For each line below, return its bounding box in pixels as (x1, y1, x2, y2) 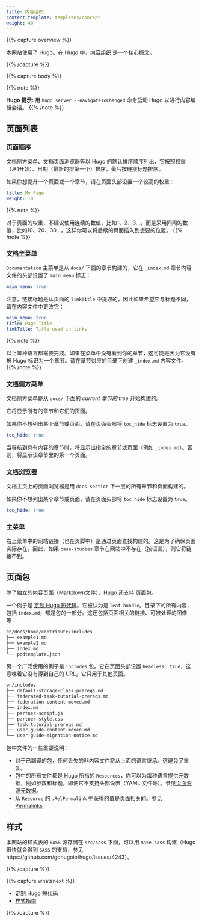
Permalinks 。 (14, 802, 48, 810)
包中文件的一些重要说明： (6, 744, 70, 752)
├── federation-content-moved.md (6, 699, 90, 705)
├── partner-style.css (6, 716, 63, 722)
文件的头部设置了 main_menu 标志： (6, 272, 92, 279)
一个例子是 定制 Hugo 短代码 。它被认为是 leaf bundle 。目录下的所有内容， (6, 602, 192, 609)
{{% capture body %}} (6, 73, 62, 80)
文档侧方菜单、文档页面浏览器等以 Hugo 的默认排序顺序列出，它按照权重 (6, 158, 186, 165)
